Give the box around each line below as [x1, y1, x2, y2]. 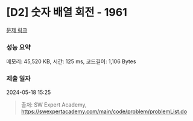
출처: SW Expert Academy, [21, 101, 87, 108]
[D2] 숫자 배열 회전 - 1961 [6, 5, 128, 19]
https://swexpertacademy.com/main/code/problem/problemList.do [21, 108, 188, 115]
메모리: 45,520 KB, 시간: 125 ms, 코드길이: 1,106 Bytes [6, 58, 136, 65]
